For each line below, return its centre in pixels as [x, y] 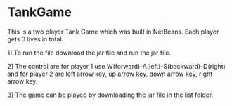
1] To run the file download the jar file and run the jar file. [89, 53]
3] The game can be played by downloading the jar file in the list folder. [110, 95]
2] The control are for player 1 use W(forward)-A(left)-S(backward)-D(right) [117, 66]
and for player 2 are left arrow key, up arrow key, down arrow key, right [110, 74]
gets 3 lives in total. [36, 39]
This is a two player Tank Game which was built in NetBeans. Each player [113, 32]
